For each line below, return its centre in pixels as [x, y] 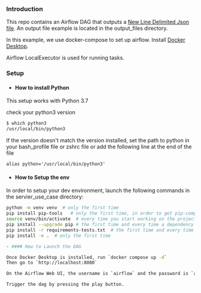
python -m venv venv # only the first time [63, 208]
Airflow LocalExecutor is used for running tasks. [65, 58]
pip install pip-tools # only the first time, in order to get [89, 213]
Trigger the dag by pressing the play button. [65, 285]
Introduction [25, 9]
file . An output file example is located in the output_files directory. [87, 28]
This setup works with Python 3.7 [47, 101]
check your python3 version [41, 112]
